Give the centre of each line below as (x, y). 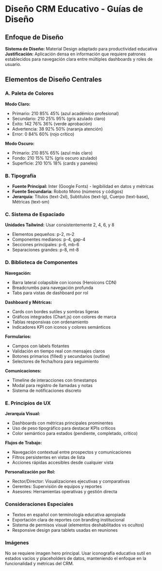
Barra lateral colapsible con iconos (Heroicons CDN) (64, 282)
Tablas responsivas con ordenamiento (50, 322)
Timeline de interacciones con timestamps (54, 380)
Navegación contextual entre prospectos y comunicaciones (72, 452)
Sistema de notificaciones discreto (47, 390)
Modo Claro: (18, 104)
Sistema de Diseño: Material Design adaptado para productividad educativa (81, 49)
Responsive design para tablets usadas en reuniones (65, 530)
